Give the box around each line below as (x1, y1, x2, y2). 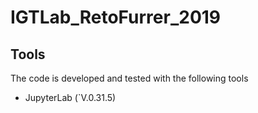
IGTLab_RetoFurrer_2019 (10, 6, 222, 29)
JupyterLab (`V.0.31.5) (24, 92, 117, 103)
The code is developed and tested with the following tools (10, 72, 249, 84)
